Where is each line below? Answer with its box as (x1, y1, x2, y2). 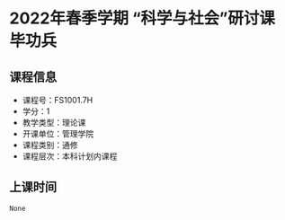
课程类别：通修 (22, 140, 78, 150)
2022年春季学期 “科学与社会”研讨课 (9, 8, 276, 29)
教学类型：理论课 (22, 118, 86, 128)
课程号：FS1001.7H (22, 95, 94, 105)
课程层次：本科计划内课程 (22, 151, 118, 162)
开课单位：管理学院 (22, 128, 94, 139)
